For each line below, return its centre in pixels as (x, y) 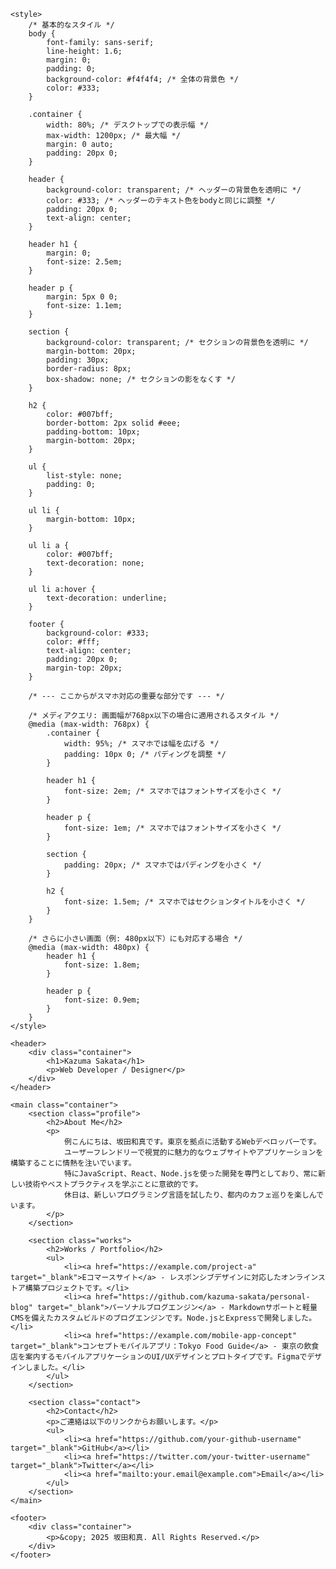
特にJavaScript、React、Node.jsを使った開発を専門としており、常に (190, 1174)
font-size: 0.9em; (102, 1000)
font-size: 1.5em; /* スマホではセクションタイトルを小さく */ (184, 902)
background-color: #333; (98, 633)
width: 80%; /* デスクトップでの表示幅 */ (127, 125)
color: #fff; (73, 642)
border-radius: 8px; (89, 369)
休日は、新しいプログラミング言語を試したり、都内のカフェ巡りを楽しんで (194, 1195)
